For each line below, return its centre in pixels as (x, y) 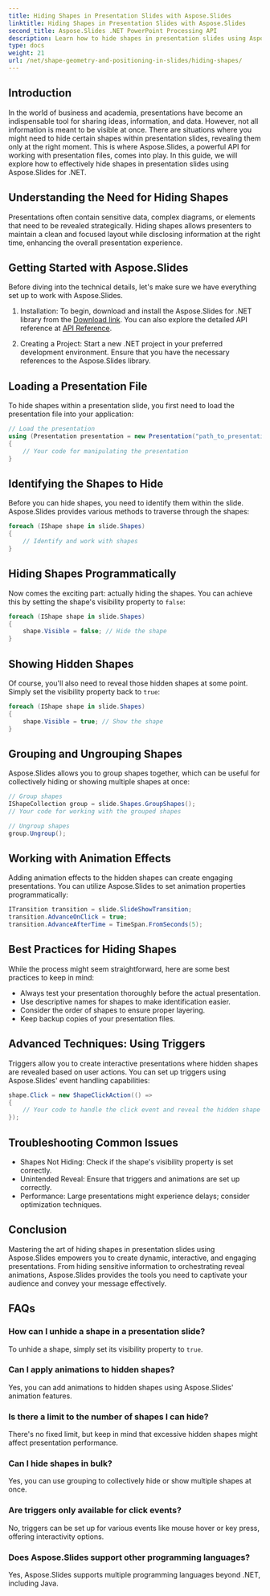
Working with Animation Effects (90, 859)
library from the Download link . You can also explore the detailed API (133, 320)
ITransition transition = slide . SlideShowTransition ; (100, 910)
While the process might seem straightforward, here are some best (119, 968)
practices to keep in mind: (51, 977)
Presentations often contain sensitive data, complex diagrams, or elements (132, 217)
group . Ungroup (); (37, 833)
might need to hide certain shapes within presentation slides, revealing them (135, 138)
